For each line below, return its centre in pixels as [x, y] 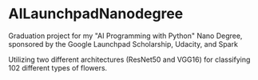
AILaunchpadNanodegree [96, 14]
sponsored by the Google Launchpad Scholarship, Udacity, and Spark [123, 44]
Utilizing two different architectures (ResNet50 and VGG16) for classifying [129, 59]
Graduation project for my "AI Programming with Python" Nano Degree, [125, 36]
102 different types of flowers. [58, 67]
